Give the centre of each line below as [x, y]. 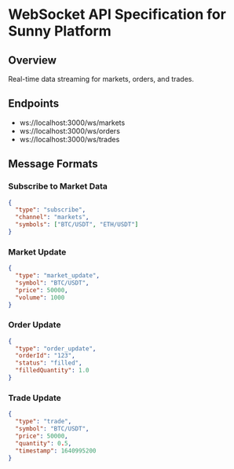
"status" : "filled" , [49, 363]
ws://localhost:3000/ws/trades [69, 139]
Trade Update [35, 398]
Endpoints [34, 104]
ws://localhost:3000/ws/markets [72, 123]
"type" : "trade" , [44, 422]
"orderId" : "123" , [46, 356]
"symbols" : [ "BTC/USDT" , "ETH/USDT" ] [77, 225]
